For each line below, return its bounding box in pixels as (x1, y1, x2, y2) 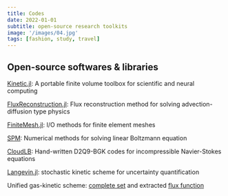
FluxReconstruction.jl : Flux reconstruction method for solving (7, 100, 180, 108)
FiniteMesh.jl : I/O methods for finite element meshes (7, 120, 156, 129)
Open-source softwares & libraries (7, 61, 158, 73)
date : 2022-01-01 (7, 17, 57, 23)
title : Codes (7, 10, 45, 17)
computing (7, 87, 38, 95)
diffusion (7, 107, 32, 116)
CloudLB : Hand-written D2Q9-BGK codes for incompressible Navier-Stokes (7, 147, 222, 155)
